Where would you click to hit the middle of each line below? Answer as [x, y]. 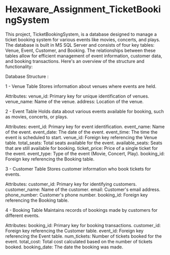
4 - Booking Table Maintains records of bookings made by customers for [81, 210]
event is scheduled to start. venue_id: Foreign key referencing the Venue [81, 137]
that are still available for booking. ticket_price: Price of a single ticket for [82, 148]
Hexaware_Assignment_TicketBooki [83, 9]
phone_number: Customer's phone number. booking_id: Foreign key [77, 195]
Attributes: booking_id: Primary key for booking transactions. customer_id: [83, 225]
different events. [22, 215]
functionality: [19, 67]
